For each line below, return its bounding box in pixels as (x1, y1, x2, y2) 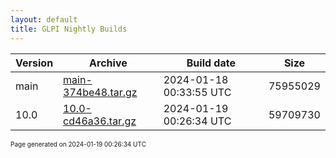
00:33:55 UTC (163, 85, 232, 99)
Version (15, 56, 54, 70)
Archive (89, 56, 128, 70)
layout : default (10, 14, 78, 25)
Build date (186, 56, 236, 70)
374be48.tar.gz (63, 85, 138, 99)
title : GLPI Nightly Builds (10, 24, 128, 34)
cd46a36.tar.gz (63, 114, 137, 128)
